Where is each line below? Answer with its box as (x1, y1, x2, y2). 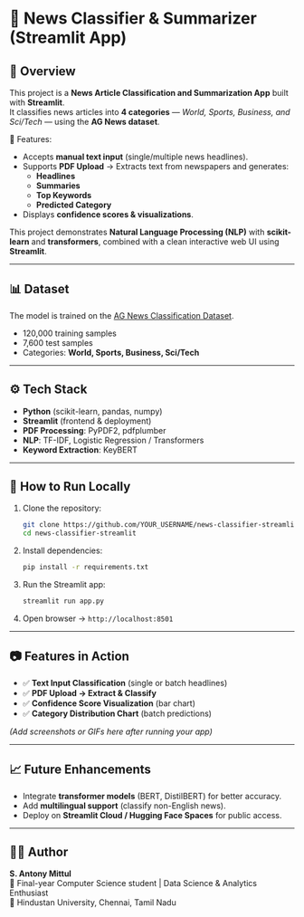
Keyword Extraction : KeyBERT (22, 444, 138, 455)
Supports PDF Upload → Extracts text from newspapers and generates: (22, 161, 290, 171)
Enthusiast (9, 887, 49, 899)
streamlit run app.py (22, 597, 104, 606)
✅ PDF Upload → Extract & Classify (22, 687, 157, 698)
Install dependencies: (22, 545, 103, 556)
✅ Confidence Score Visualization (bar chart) (22, 697, 196, 709)
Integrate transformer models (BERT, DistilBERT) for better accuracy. (22, 790, 282, 801)
